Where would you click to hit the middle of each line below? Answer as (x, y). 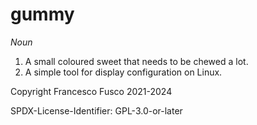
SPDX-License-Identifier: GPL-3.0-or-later (96, 110)
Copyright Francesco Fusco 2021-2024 (91, 91)
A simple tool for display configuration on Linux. (123, 72)
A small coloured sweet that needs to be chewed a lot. (136, 61)
